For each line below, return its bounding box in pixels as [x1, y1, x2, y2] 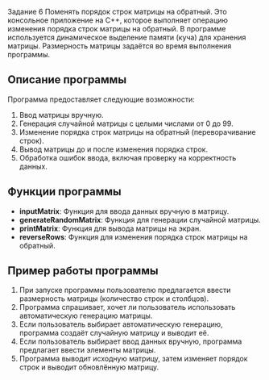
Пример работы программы [7, 264, 159, 278]
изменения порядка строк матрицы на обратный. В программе [7, 24, 226, 33]
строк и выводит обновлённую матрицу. [19, 362, 159, 372]
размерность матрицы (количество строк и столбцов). [19, 294, 209, 303]
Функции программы [7, 185, 122, 198]
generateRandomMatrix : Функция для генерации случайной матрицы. [19, 215, 261, 224]
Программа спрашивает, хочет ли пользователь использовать [19, 303, 236, 312]
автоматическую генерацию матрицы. [19, 311, 153, 321]
